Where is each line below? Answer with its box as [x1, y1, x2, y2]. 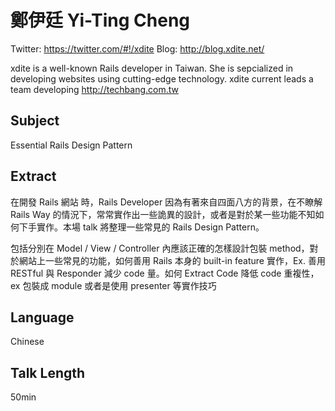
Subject [10, 112, 60, 130]
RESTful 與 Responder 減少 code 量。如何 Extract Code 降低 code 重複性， [10, 267, 320, 279]
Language [10, 309, 75, 326]
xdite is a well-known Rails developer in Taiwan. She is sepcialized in [10, 62, 294, 74]
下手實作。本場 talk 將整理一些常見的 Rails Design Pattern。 [18, 221, 265, 233]
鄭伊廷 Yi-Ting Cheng [10, 9, 191, 32]
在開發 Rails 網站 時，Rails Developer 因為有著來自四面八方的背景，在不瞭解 [10, 196, 323, 208]
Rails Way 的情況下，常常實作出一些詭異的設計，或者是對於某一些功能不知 [10, 208, 316, 220]
